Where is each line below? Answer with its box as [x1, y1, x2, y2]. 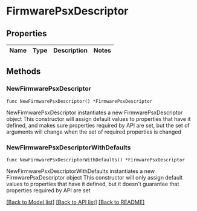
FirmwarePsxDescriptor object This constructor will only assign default [6, 174, 183, 181]
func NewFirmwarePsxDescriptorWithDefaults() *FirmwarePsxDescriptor [6, 157, 186, 163]
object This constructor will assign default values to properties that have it [6, 115, 191, 122]
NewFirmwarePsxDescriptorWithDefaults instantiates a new [6, 167, 155, 175]
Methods [6, 67, 41, 77]
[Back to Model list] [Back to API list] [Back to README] [6, 198, 145, 206]
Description [53, 47, 88, 54]
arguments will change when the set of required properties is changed [6, 128, 181, 135]
